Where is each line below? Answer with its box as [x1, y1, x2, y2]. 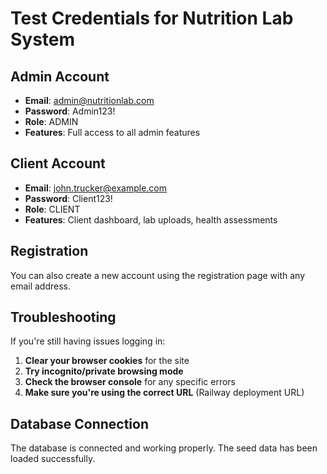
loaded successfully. [10, 453, 96, 465]
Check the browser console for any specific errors [24, 376, 237, 388]
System [10, 28, 76, 51]
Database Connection [10, 415, 149, 432]
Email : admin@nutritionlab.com [24, 95, 155, 106]
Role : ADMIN [24, 116, 79, 127]
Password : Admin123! [24, 105, 116, 117]
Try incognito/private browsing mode [24, 365, 184, 377]
